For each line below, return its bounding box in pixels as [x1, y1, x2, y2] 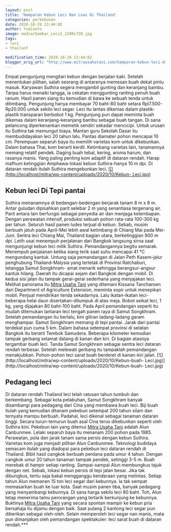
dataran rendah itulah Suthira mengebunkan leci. [5, 166, 107, 172]
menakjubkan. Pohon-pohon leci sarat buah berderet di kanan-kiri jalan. [5, 352, 156, 358]
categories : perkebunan [5, 17, 56, 22]
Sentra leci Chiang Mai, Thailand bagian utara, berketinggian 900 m [16, 232, 159, 238]
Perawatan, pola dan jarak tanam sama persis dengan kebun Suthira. [5, 435, 150, 440]
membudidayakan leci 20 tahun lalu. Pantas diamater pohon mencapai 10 [5, 134, 159, 140]
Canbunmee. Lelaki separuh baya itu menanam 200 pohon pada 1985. [5, 429, 153, 435]
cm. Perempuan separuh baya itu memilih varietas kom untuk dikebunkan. [5, 139, 160, 145]
